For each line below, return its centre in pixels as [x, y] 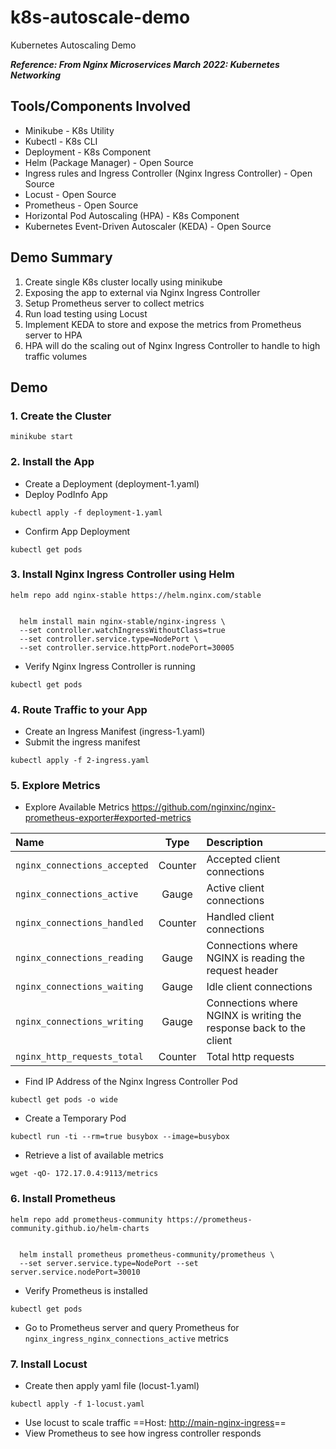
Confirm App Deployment [77, 531]
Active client [235, 888]
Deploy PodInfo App [66, 494]
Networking [36, 75]
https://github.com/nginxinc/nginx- [204, 807]
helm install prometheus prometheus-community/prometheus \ [147, 1254]
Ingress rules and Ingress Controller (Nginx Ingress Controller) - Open [168, 173]
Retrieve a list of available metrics [94, 1155]
